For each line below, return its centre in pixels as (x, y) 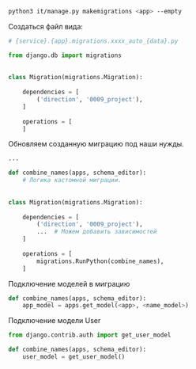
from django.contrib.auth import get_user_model (90, 335)
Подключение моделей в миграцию (69, 283)
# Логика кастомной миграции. (72, 181)
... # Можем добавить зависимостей (97, 232)
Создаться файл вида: (45, 26)
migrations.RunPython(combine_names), (100, 261)
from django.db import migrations (65, 55)
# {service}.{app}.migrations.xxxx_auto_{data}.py (93, 41)
